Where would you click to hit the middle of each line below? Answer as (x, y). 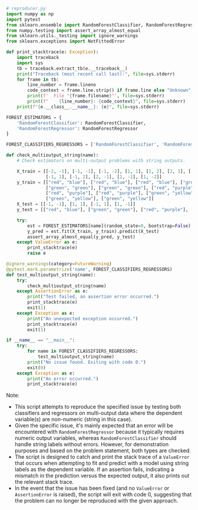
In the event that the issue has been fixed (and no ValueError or (92, 488)
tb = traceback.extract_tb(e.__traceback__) (72, 68)
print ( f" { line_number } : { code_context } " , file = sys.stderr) (106, 101)
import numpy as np (30, 14)
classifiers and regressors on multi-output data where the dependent (98, 413)
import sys (30, 63)
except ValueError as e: (47, 242)
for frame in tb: (38, 80)
